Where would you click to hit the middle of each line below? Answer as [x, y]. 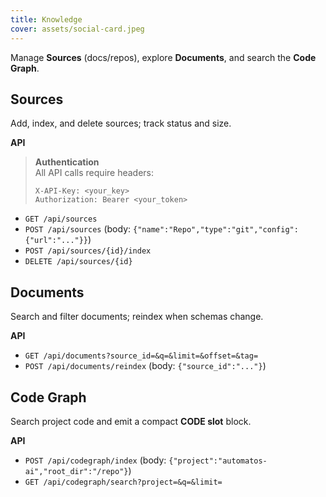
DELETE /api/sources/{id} [78, 262]
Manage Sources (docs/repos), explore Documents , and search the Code [163, 57]
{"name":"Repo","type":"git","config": [216, 230]
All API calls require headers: [94, 173]
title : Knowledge [46, 19]
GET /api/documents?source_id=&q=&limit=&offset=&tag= [141, 356]
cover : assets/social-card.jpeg [77, 29]
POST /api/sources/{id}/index [88, 251]
